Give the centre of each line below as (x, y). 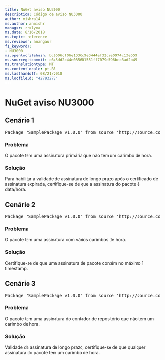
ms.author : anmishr (25, 23)
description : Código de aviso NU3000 (44, 14)
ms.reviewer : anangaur (28, 42)
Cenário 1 (20, 121)
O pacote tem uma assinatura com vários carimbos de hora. (66, 240)
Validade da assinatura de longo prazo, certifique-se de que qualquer (75, 347)
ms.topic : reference (26, 37)
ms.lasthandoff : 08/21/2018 (34, 74)
